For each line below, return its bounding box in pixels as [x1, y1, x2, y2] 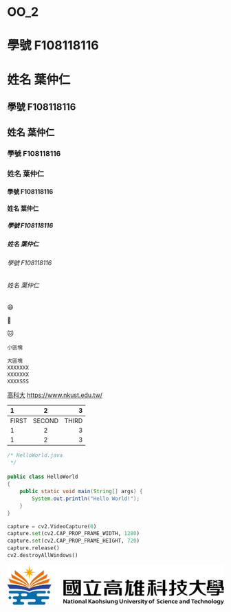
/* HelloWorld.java [7, 451, 63, 459]
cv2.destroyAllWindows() [7, 552, 78, 559]
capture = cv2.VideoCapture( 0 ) [7, 523, 97, 530]
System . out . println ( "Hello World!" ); [32, 495, 140, 502]
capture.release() [7, 545, 60, 552]
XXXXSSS [7, 378, 30, 385]
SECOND [33, 416, 58, 424]
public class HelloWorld [7, 473, 78, 481]
